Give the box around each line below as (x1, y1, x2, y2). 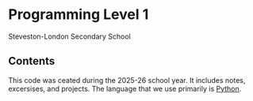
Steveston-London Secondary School (8, 32, 131, 41)
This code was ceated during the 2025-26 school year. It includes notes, (8, 75, 246, 84)
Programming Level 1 (8, 6, 149, 24)
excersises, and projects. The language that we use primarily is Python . (8, 84, 242, 93)
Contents (8, 54, 56, 68)
